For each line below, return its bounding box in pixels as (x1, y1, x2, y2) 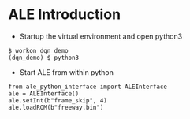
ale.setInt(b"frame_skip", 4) (8, 96, 108, 104)
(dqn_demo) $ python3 (8, 54, 80, 61)
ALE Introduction (8, 6, 121, 24)
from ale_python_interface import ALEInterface (8, 83, 168, 91)
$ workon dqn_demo (8, 46, 69, 54)
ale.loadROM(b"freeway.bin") (8, 103, 104, 111)
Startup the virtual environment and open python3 (19, 32, 183, 41)
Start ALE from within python (19, 67, 114, 76)
